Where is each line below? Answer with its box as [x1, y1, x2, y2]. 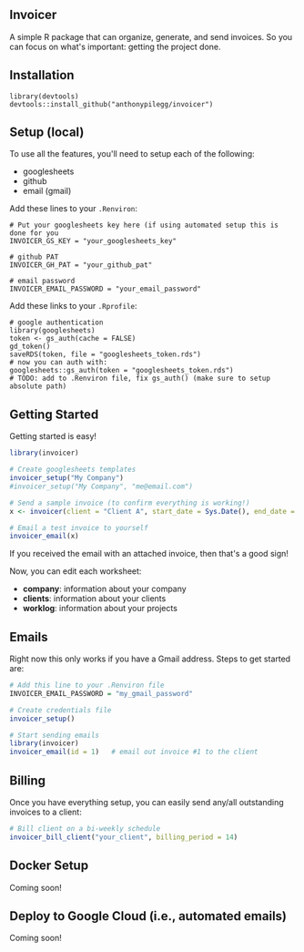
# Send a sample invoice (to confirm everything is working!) [9, 498, 250, 507]
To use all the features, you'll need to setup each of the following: [9, 148, 255, 159]
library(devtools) [9, 91, 79, 101]
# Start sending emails [9, 731, 100, 740]
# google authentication [9, 318, 104, 327]
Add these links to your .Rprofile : [9, 301, 138, 312]
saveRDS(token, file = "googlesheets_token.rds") [9, 350, 202, 359]
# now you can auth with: [9, 358, 107, 367]
